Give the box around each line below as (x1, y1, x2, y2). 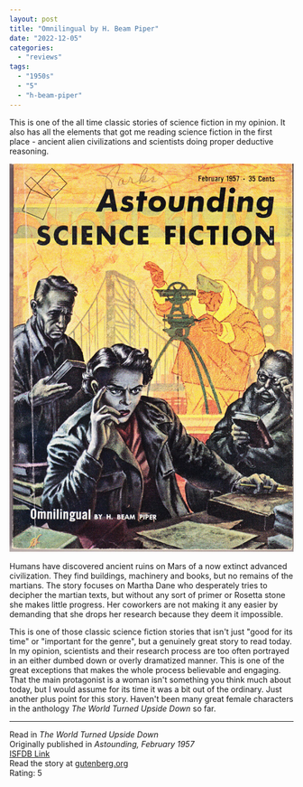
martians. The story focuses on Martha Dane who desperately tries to (9, 579, 268, 591)
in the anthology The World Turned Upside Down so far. (9, 703, 216, 714)
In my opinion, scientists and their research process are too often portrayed (9, 645, 290, 656)
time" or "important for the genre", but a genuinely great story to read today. (9, 635, 293, 646)
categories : (9, 43, 54, 52)
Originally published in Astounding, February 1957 (9, 738, 196, 749)
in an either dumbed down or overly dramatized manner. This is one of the (9, 655, 285, 666)
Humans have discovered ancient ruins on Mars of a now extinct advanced (9, 560, 288, 571)
